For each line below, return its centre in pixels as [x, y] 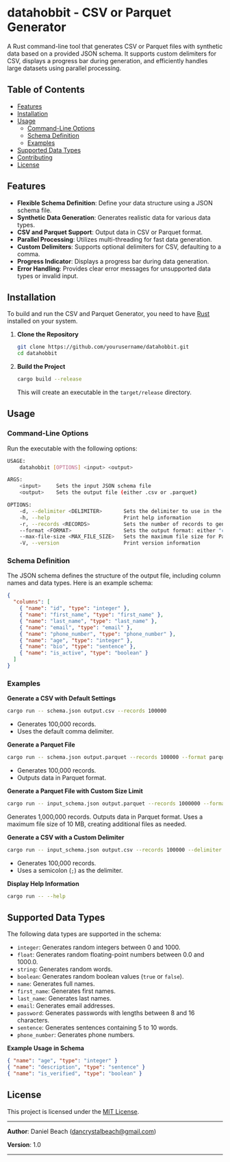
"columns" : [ [32, 602]
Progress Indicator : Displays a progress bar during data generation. [113, 261]
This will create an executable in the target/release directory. [104, 392]
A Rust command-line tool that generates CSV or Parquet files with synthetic [115, 46]
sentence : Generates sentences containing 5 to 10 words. [97, 1027]
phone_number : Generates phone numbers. [76, 1035]
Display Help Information [43, 883]
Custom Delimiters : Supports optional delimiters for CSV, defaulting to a [119, 247]
